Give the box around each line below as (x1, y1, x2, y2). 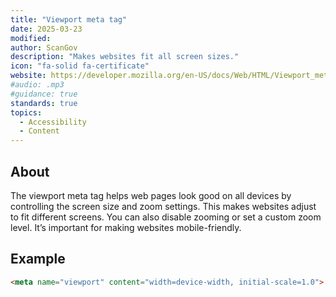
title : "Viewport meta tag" (10, 14, 128, 25)
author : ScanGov (10, 42, 78, 53)
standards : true (10, 98, 78, 108)
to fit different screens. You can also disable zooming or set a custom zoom (10, 211, 322, 223)
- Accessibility (19, 117, 87, 127)
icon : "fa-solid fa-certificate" (10, 61, 150, 71)
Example (10, 251, 66, 268)
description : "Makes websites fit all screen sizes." (10, 52, 240, 62)
